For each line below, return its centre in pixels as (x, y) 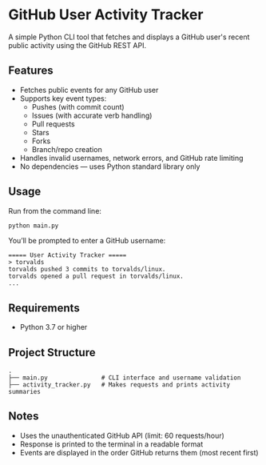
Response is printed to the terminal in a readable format (111, 444)
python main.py (34, 226)
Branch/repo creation (67, 149)
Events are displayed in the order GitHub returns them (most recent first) (139, 452)
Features (31, 71)
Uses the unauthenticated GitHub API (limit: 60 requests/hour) (122, 435)
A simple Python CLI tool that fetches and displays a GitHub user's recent (129, 37)
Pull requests (53, 124)
